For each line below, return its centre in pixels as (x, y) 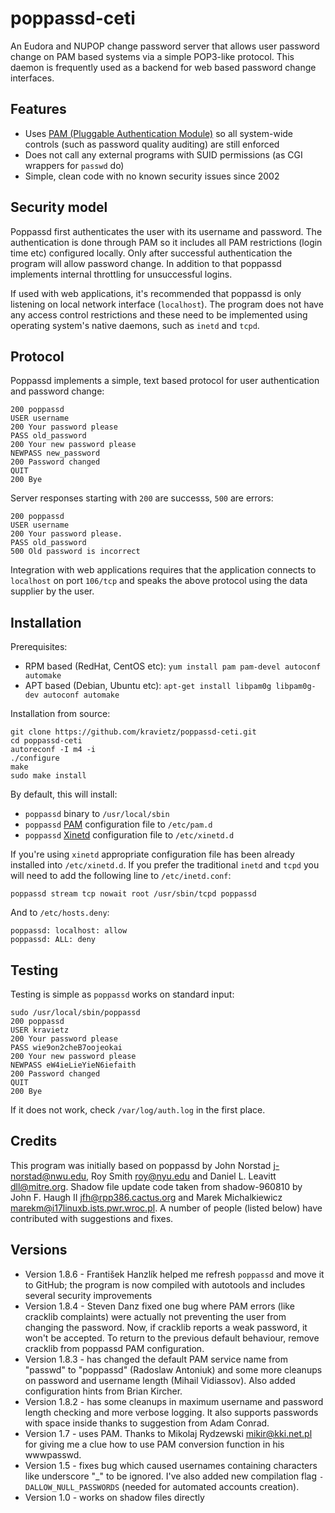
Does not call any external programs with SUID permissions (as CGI (163, 154)
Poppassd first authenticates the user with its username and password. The (166, 231)
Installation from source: (60, 714)
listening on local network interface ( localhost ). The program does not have (167, 304)
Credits (34, 1141)
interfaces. (32, 78)
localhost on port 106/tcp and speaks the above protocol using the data (159, 581)
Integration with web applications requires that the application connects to (163, 570)
